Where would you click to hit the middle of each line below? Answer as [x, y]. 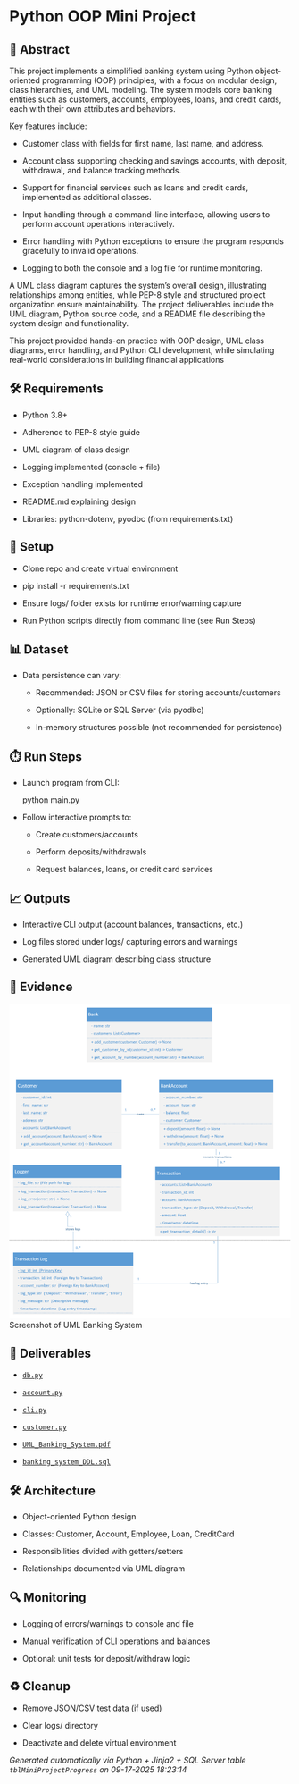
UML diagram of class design [76, 450]
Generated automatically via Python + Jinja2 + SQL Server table [128, 1760]
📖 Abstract [39, 50]
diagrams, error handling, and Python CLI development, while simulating [142, 350]
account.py [42, 1393]
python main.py [51, 800]
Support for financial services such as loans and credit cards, [135, 188]
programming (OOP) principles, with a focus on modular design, [159, 80]
